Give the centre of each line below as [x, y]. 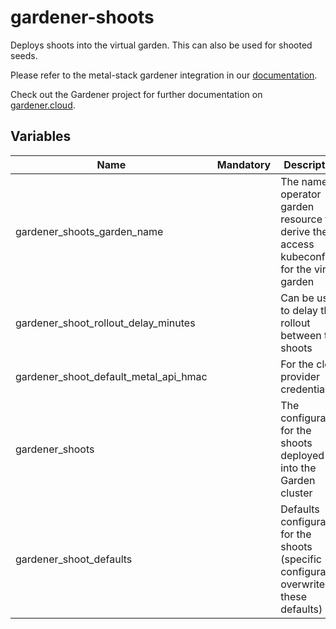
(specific [301, 559]
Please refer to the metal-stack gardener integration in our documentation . [164, 75]
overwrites [305, 584]
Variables [41, 136]
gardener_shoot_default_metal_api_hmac [111, 376]
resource [301, 219]
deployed [302, 455]
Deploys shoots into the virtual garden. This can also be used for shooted [161, 45]
